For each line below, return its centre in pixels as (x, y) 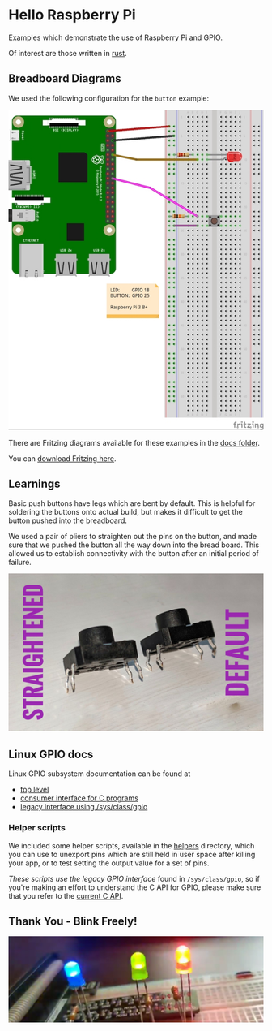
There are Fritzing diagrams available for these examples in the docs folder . (134, 442)
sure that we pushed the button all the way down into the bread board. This (134, 545)
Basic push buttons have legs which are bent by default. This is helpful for (132, 503)
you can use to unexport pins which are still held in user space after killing (132, 854)
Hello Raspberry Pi (72, 15)
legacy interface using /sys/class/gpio (84, 807)
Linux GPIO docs (51, 754)
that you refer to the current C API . (66, 895)
